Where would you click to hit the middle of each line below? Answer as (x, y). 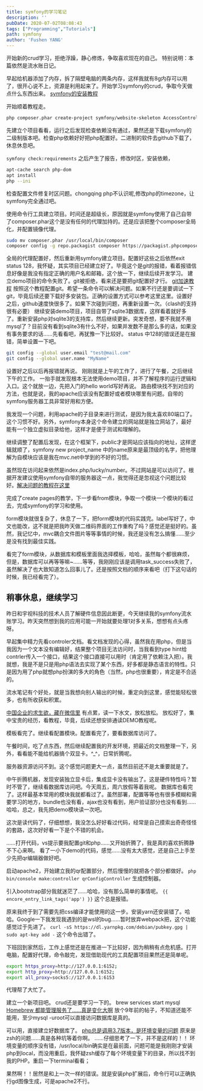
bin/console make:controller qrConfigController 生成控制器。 (85, 878)
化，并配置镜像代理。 (33, 229)
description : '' (27, 18)
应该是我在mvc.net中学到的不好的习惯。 (82, 457)
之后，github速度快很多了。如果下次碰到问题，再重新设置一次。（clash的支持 (101, 304)
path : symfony (24, 35)
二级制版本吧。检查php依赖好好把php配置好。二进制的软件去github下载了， (101, 137)
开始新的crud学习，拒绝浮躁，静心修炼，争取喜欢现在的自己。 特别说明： (98, 58)
